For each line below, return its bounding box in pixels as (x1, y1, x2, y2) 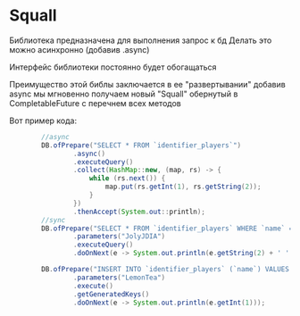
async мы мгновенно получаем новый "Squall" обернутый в (9, 88, 238, 99)
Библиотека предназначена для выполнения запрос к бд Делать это (9, 35, 272, 46)
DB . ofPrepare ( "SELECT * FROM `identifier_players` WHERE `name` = (41, 224, 294, 233)
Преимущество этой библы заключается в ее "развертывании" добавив (9, 79, 286, 89)
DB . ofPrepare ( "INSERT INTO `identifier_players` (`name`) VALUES (41, 265, 290, 274)
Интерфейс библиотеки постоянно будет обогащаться (9, 62, 217, 72)
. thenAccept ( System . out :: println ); (72, 207, 205, 216)
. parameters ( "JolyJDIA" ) (72, 232, 166, 241)
